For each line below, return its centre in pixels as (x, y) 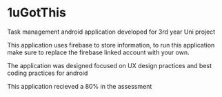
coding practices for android (48, 73)
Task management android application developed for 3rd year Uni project (111, 32)
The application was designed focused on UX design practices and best (110, 65)
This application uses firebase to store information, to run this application (111, 45)
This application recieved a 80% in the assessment (80, 86)
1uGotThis (37, 13)
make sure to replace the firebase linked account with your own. (98, 52)
